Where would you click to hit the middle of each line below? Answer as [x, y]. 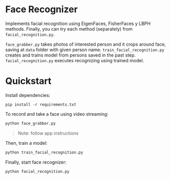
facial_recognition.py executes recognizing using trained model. [75, 60]
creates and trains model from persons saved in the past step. [71, 55]
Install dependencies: [28, 95]
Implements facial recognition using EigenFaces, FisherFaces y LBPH [78, 23]
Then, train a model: [26, 143]
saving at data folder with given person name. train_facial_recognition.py [85, 49]
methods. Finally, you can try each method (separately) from [69, 29]
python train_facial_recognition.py [44, 152]
